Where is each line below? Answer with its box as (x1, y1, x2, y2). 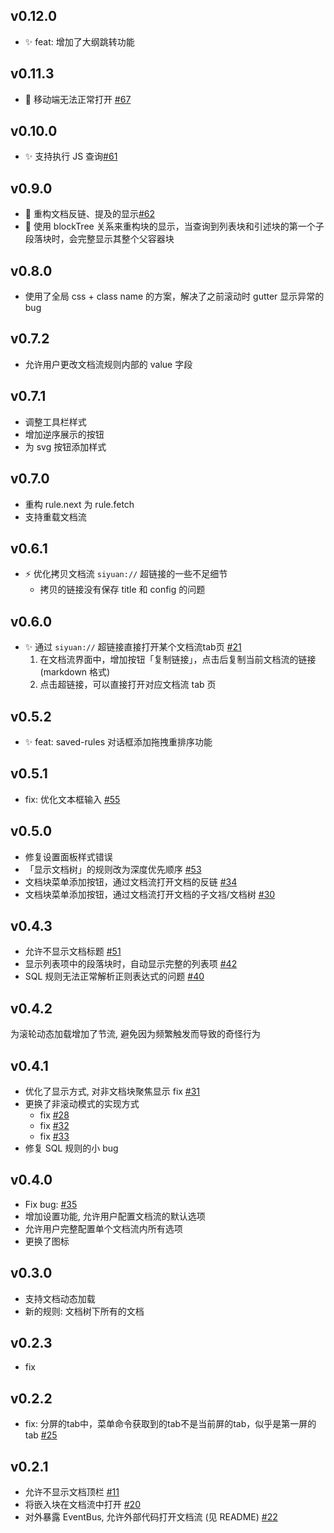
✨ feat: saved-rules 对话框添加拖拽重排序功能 (24, 735, 213, 748)
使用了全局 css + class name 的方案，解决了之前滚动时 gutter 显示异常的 (24, 290, 325, 303)
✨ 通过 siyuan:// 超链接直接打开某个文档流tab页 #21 (24, 641, 242, 653)
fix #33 (39, 1130, 70, 1142)
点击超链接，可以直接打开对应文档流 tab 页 (39, 679, 217, 691)
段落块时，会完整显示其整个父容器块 (24, 233, 175, 245)
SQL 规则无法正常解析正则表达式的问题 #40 (24, 970, 205, 983)
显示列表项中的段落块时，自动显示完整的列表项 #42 (24, 958, 238, 970)
